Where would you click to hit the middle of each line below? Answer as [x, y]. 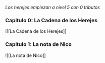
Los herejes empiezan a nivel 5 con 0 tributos [52, 7]
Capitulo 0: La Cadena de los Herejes [51, 20]
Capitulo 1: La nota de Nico [39, 44]
